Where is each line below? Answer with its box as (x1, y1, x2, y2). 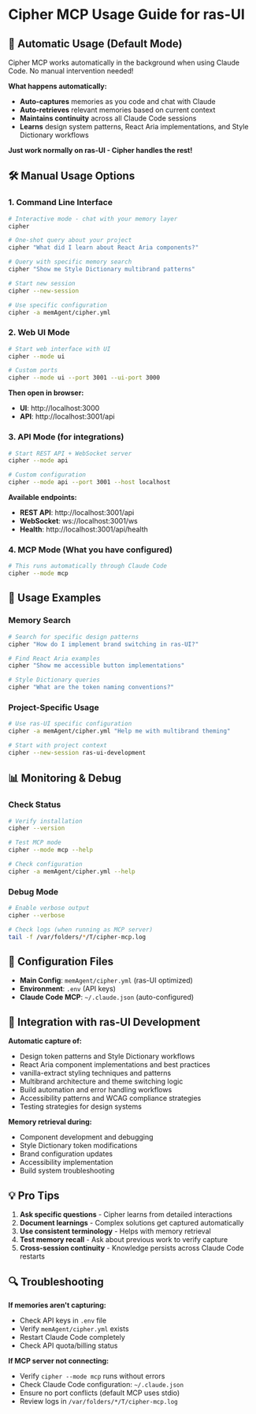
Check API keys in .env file (19, 1315, 107, 1325)
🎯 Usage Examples (8, 591, 102, 605)
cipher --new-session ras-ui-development (8, 748, 147, 756)
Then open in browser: (8, 388, 84, 397)
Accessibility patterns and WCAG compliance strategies (19, 1094, 202, 1103)
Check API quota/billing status (19, 1341, 118, 1350)
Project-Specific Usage (8, 702, 100, 713)
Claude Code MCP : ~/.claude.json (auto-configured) (19, 992, 195, 1002)
